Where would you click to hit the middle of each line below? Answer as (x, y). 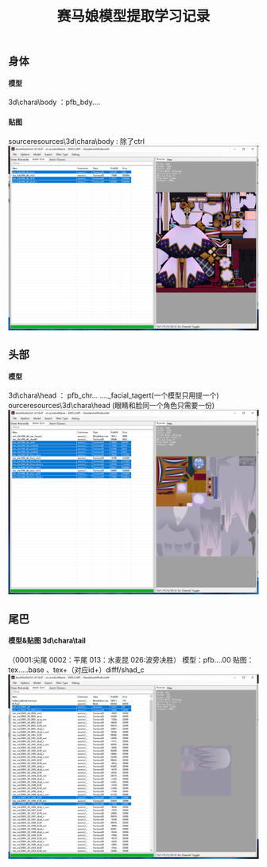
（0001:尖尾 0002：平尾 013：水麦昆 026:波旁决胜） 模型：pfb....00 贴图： (131, 660)
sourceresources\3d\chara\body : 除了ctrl (77, 141)
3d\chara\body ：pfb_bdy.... (54, 102)
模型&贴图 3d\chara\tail (47, 640)
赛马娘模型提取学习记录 (133, 16)
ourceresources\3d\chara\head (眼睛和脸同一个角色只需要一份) (112, 406)
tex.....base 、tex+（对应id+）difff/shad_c (76, 670)
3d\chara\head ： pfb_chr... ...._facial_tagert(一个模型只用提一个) (114, 395)
